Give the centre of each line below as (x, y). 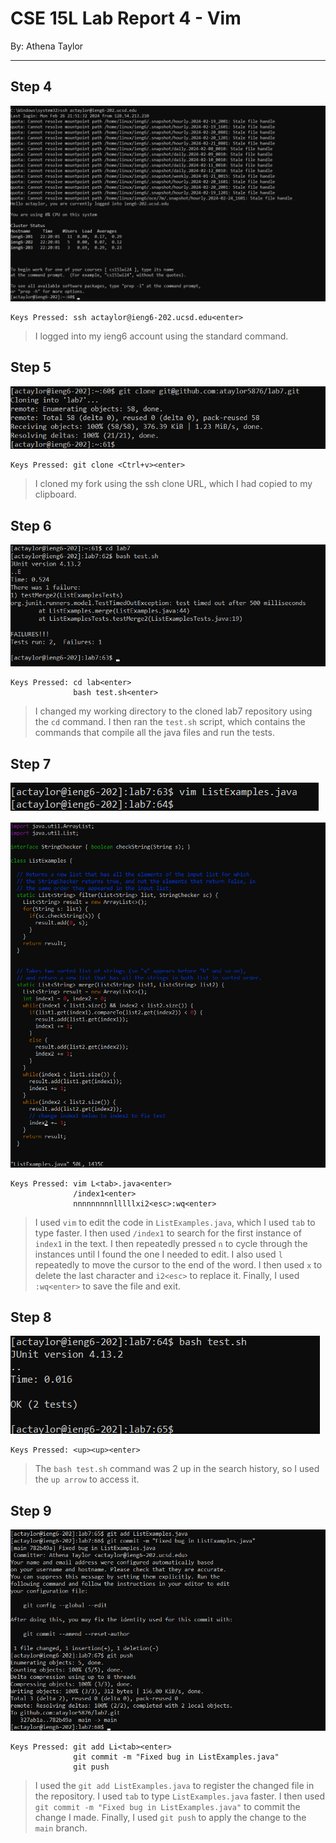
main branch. (61, 1828)
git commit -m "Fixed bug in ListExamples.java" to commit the (167, 1807)
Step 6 (31, 525)
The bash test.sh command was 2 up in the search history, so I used (177, 1469)
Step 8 (31, 1317)
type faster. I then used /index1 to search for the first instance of (168, 1233)
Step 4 (31, 87)
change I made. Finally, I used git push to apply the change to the (170, 1818)
